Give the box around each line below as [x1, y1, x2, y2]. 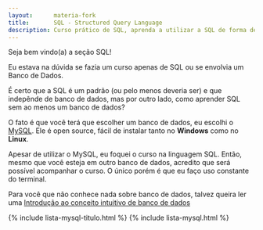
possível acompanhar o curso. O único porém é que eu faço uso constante [8, 166, 249, 176]
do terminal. [8, 174, 47, 184]
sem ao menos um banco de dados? [8, 102, 125, 112]
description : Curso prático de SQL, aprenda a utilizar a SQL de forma [8, 26, 247, 34]
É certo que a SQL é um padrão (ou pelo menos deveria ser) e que [8, 86, 222, 95]
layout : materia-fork [8, 11, 96, 20]
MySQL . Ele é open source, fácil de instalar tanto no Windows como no [8, 126, 239, 135]
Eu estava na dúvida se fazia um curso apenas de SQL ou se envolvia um [8, 63, 244, 72]
